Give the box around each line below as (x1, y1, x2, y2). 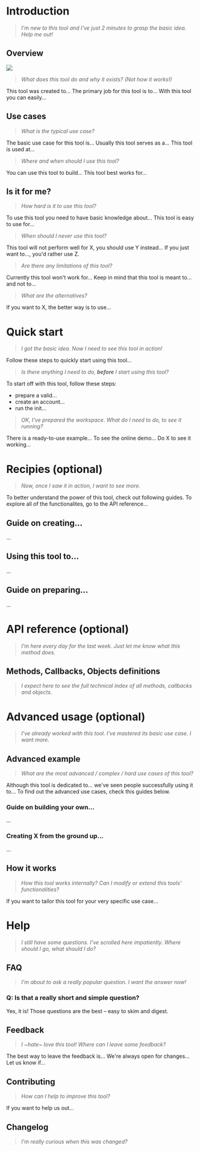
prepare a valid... (14, 392, 57, 399)
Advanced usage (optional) (6, 709, 146, 723)
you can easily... (6, 94, 47, 101)
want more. (20, 736, 50, 743)
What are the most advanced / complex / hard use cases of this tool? (20, 770, 194, 777)
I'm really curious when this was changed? (20, 1138, 128, 1146)
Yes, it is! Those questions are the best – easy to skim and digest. (6, 1007, 169, 1014)
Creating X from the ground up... (6, 832, 104, 840)
